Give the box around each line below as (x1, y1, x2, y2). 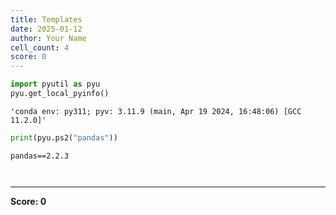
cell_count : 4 (10, 42, 70, 53)
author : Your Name (10, 33, 87, 43)
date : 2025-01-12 (10, 24, 83, 34)
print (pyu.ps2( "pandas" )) (10, 132, 118, 143)
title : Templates (10, 14, 83, 25)
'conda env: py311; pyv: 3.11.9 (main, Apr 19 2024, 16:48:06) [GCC (10, 106, 302, 116)
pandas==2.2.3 (10, 151, 70, 161)
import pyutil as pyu (10, 79, 101, 90)
